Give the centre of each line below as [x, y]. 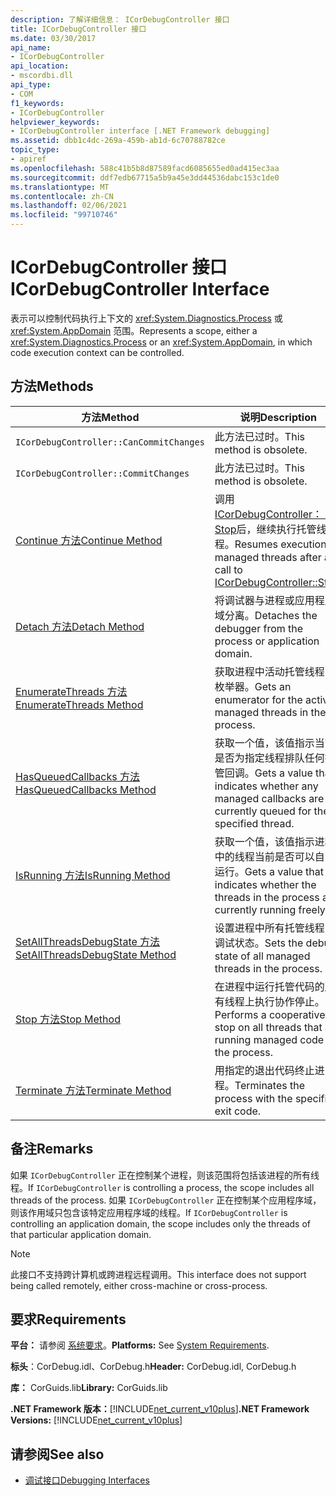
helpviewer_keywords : [55, 122]
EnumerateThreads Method [79, 704]
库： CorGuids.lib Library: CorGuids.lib [89, 1388]
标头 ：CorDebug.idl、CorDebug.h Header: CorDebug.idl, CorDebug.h [153, 1367]
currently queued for [263, 811]
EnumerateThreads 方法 [71, 691]
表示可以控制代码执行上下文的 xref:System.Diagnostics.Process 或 [146, 318]
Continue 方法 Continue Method [89, 540]
